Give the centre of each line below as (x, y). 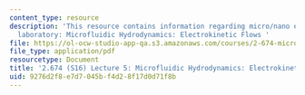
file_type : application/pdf (63, 52)
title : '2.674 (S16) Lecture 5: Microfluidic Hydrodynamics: (128, 69)
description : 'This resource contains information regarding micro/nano (150, 26)
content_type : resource (54, 18)
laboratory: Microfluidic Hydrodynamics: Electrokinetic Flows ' (144, 34)
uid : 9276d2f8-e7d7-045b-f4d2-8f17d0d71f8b (93, 77)
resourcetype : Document (54, 60)
